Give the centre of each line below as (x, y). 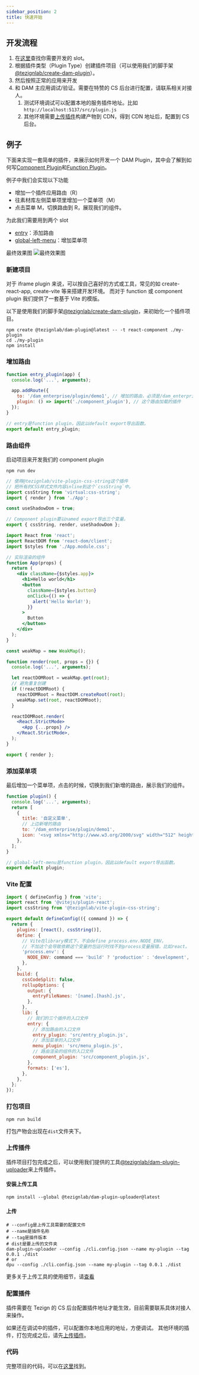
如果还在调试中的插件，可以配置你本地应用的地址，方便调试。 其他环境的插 (98, 1327)
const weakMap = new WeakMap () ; (46, 651)
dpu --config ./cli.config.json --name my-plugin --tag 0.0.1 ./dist (94, 1265)
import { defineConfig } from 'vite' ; (54, 897)
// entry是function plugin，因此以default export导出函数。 (77, 423)
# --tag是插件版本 (27, 1238)
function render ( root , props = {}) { (53, 662)
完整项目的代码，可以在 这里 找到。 (48, 1366)
